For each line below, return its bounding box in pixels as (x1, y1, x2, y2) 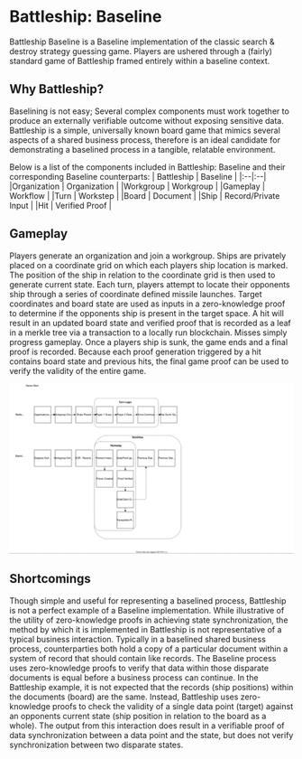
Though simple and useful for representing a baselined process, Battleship (9, 595, 287, 606)
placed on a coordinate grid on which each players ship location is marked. (9, 259, 288, 270)
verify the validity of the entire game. (9, 365, 147, 376)
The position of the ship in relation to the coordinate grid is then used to (9, 269, 276, 280)
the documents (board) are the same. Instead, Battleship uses (9, 691, 239, 702)
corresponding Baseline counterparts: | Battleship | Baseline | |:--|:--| (9, 171, 267, 182)
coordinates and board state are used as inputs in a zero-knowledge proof (9, 298, 286, 309)
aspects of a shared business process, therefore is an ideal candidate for (9, 134, 281, 145)
